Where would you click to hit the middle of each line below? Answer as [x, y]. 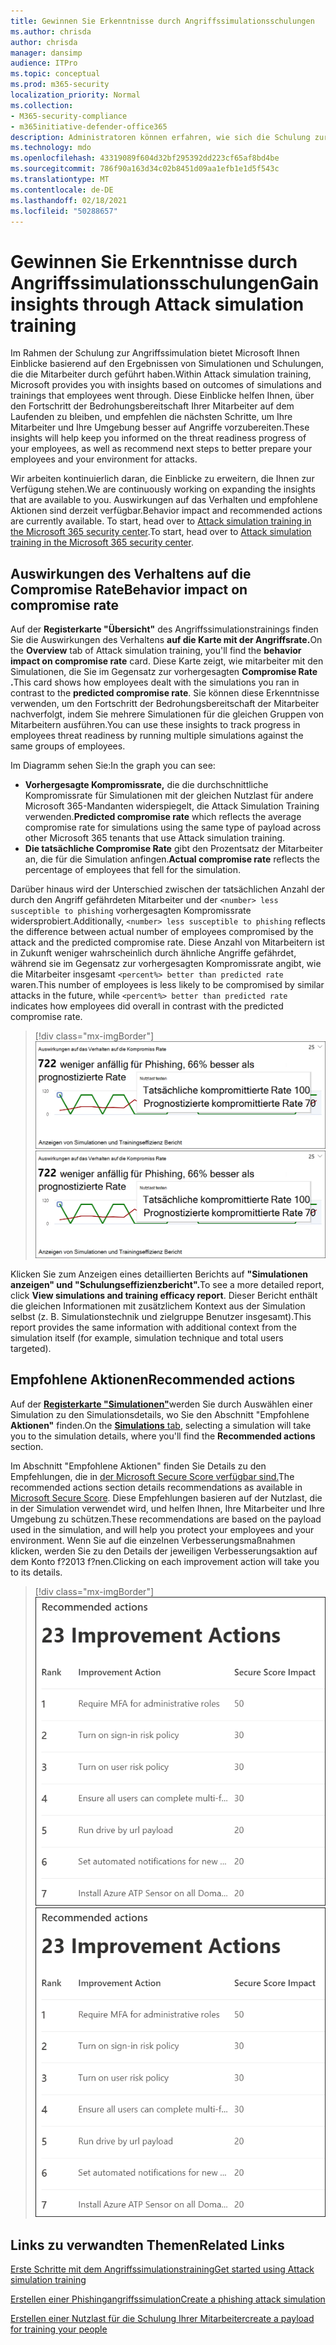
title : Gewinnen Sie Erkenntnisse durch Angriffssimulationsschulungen [162, 21]
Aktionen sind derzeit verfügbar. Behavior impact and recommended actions [166, 511]
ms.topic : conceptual [55, 74]
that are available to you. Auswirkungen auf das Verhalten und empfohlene [164, 500]
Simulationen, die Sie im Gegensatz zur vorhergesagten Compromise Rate [164, 672]
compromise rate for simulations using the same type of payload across [173, 827]
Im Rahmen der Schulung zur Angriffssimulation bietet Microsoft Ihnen [155, 353]
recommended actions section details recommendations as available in [156, 1487]
